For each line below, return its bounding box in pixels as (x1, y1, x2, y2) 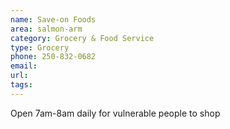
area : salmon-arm (10, 24, 83, 34)
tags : (10, 80, 33, 90)
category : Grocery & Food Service (10, 33, 155, 43)
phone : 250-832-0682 (10, 52, 97, 62)
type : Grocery (10, 42, 70, 53)
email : (10, 61, 38, 71)
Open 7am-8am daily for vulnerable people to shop (10, 107, 221, 119)
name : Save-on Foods (10, 14, 97, 25)
